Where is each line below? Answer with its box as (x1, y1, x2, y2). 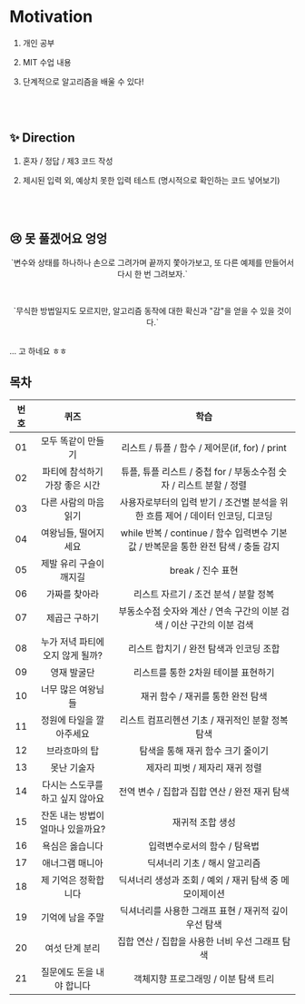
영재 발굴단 (50, 666, 95, 679)
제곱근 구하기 (45, 612, 100, 625)
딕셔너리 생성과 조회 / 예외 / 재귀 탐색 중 (118, 874, 279, 887)
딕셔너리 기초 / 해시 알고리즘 (146, 857, 261, 870)
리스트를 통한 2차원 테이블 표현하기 (133, 666, 275, 679)
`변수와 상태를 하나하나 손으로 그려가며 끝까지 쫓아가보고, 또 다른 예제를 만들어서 (10, 257, 295, 268)
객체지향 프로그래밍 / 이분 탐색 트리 (133, 973, 275, 986)
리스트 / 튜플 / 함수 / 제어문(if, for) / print (121, 442, 288, 455)
